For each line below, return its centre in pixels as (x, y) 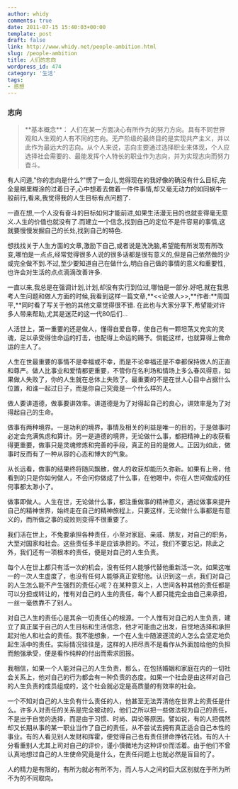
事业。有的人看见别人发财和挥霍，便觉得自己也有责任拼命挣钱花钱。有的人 (116, 736)
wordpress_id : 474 (34, 67)
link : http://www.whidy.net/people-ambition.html (82, 47)
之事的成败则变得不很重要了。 (88, 519)
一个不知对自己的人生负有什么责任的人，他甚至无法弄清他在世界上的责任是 (116, 701)
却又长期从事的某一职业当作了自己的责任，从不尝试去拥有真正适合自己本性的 (119, 727)
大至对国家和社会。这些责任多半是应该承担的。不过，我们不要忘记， (107, 543)
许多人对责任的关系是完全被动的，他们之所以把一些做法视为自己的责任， (125, 710)
